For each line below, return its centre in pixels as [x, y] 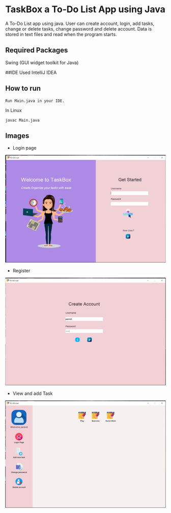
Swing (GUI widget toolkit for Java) [42, 63]
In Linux [13, 110]
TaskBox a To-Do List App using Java [85, 9]
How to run [23, 88]
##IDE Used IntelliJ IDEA [31, 72]
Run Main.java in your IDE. [35, 101]
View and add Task [33, 393]
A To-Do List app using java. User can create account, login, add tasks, [80, 23]
